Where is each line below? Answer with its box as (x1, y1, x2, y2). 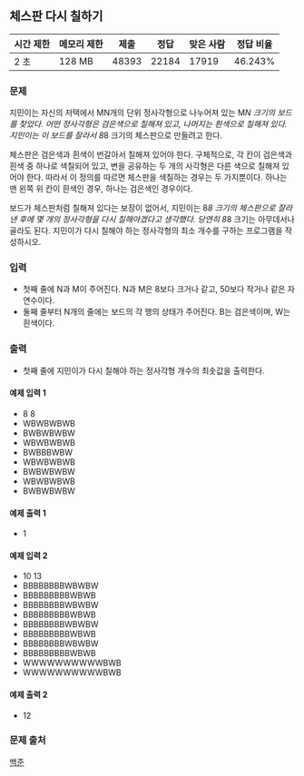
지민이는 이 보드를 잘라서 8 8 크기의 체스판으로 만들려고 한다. (9, 130, 222, 141)
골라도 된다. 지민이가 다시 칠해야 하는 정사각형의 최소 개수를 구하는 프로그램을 (9, 225, 283, 236)
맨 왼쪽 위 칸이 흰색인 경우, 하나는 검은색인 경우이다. (9, 183, 193, 194)
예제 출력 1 (9, 507, 47, 518)
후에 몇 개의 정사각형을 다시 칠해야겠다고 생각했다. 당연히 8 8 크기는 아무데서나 (18, 214, 295, 225)
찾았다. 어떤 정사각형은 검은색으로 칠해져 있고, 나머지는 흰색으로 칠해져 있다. (18, 119, 288, 130)
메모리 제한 (58, 37, 104, 50)
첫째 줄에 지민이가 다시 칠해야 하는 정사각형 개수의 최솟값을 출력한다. (22, 365, 265, 376)
